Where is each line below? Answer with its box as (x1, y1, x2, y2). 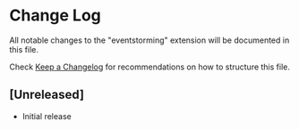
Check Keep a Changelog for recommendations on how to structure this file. (9, 61, 291, 72)
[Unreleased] (9, 87, 85, 102)
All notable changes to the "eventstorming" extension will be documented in (9, 35, 290, 45)
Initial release (21, 110, 72, 121)
